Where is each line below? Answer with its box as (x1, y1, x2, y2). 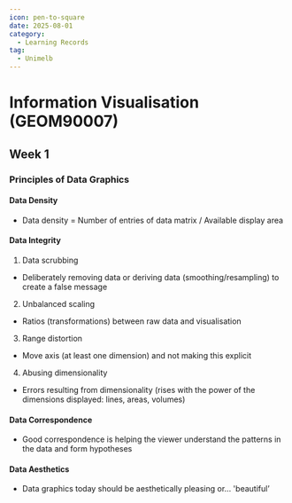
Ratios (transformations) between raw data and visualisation (21, 316, 242, 326)
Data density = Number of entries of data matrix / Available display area (21, 215, 284, 225)
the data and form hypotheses (21, 444, 133, 454)
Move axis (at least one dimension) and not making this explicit (21, 350, 252, 360)
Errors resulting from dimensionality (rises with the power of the (21, 384, 256, 395)
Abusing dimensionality (21, 367, 108, 378)
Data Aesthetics (9, 463, 70, 475)
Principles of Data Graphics (9, 173, 130, 185)
